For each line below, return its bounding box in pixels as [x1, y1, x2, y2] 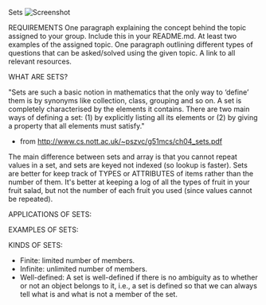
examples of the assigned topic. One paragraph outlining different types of [8, 40, 253, 49]
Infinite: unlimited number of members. [19, 264, 148, 273]
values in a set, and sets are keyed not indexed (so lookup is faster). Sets [8, 160, 248, 170]
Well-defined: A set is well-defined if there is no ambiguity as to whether [19, 272, 258, 282]
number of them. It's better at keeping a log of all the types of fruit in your [8, 177, 250, 187]
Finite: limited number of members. [19, 256, 135, 265]
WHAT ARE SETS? [8, 72, 68, 81]
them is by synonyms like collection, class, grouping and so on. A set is [8, 96, 242, 105]
